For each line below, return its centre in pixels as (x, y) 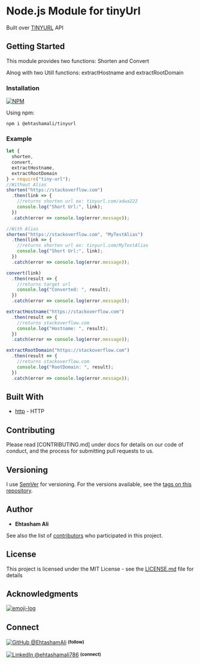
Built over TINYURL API (35, 28)
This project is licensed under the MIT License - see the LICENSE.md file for (100, 569)
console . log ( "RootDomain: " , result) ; (65, 367)
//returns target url (44, 284)
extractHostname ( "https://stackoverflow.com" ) (65, 312)
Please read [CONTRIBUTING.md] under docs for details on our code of (95, 445)
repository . (19, 491)
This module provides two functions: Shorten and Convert (78, 61)
